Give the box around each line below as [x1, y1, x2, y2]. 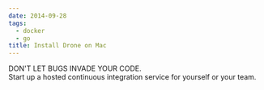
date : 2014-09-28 [8, 11, 67, 20]
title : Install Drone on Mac [8, 42, 107, 50]
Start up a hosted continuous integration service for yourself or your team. [8, 72, 257, 82]
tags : [8, 19, 27, 27]
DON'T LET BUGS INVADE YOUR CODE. [8, 63, 142, 73]
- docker [15, 27, 45, 35]
